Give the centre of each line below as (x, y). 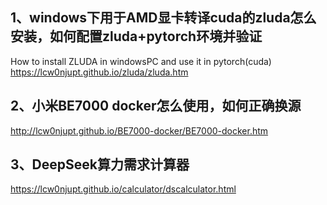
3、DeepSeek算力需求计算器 (100, 164)
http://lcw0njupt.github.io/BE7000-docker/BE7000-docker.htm (139, 130)
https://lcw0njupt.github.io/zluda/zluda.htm (99, 72)
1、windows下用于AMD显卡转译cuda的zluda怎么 (163, 18)
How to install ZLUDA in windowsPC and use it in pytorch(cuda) (141, 61)
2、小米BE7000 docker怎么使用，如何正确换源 (156, 106)
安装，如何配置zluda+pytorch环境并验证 (136, 36)
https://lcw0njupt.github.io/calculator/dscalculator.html (123, 189)
